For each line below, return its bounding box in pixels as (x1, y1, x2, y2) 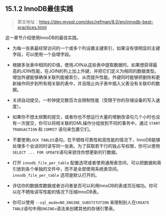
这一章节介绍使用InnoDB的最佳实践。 (5, 34, 81, 41)
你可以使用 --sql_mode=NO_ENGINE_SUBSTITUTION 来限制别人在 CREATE (12, 199, 150, 205)
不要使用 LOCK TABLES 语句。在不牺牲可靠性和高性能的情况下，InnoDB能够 (12, 137, 161, 143)
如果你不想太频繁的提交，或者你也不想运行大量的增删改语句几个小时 (12, 113, 152, 120)
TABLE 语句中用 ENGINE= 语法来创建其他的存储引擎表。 (12, 205, 117, 212)
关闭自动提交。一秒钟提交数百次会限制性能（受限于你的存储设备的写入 (12, 97, 156, 103)
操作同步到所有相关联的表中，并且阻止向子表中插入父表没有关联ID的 (16, 80, 156, 86)
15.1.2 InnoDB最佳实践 (5, 4, 73, 13)
